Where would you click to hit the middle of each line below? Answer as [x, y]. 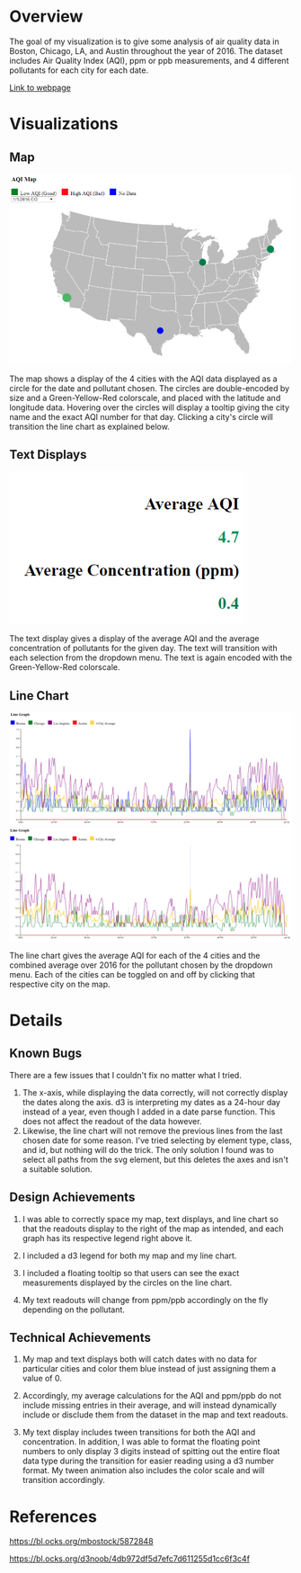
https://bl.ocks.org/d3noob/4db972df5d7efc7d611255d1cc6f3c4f [129, 1559]
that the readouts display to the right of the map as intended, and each [153, 1229]
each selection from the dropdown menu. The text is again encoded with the [151, 657]
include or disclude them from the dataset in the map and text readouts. [155, 1415]
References [53, 1516]
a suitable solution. [57, 1169]
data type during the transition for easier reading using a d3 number [148, 1461]
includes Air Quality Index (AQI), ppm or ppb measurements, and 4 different [149, 60]
